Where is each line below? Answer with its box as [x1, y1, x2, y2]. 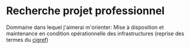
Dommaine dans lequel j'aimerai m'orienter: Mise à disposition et [6, 24, 164, 31]
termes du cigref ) [6, 36, 49, 43]
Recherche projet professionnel [6, 4, 165, 18]
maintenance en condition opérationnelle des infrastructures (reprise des [6, 30, 185, 37]
